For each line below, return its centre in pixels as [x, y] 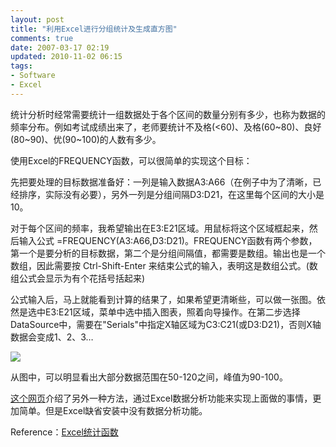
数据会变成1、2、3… [52, 337]
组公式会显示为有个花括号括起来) [78, 278]
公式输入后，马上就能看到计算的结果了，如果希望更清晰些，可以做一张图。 [163, 299]
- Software [33, 76]
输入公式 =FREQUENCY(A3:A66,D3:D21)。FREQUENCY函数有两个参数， [168, 240]
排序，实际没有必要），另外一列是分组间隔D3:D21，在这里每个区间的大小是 [171, 194]
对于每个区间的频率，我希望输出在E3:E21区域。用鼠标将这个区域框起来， [160, 228]
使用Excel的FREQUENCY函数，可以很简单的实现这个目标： [131, 160]
